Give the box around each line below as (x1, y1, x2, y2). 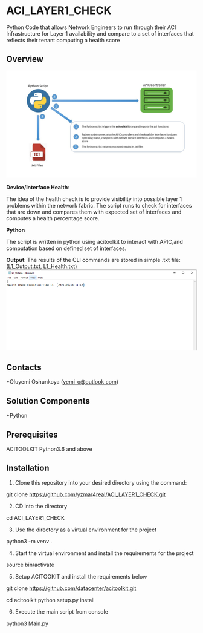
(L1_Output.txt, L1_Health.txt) (6, 263, 77, 270)
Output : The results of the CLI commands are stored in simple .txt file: (6, 257, 181, 264)
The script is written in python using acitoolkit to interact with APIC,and (6, 238, 183, 246)
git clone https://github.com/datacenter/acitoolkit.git (6, 585, 137, 592)
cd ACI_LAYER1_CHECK (6, 514, 65, 521)
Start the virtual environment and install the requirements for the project (14, 549, 194, 557)
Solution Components (6, 396, 91, 406)
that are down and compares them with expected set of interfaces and (6, 208, 182, 215)
